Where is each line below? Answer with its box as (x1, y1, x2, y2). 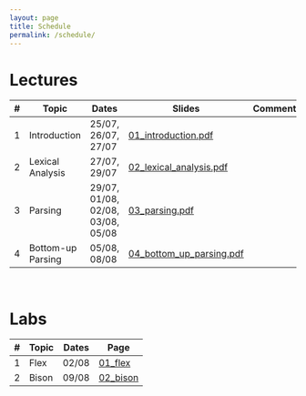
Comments (252, 102, 302, 115)
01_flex (98, 357, 131, 370)
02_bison (98, 371, 139, 384)
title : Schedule (9, 22, 71, 31)
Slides (172, 102, 200, 115)
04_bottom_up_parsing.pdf (127, 248, 244, 260)
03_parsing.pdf (127, 204, 194, 217)
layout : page (9, 13, 59, 23)
